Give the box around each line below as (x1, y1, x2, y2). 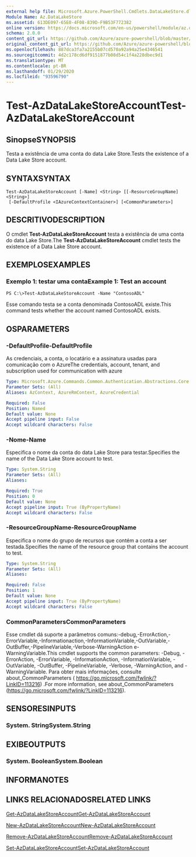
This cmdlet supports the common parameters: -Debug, (47, 650, 181, 657)
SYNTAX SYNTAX (6, 173, 71, 183)
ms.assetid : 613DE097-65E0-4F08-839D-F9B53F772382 (6, 19, 132, 25)
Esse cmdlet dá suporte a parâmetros (6, 631, 96, 638)
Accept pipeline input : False (6, 417, 80, 422)
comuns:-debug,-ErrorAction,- (97, 631, 171, 638)
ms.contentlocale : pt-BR (6, 63, 66, 69)
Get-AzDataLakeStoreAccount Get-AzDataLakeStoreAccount (6, 810, 150, 817)
